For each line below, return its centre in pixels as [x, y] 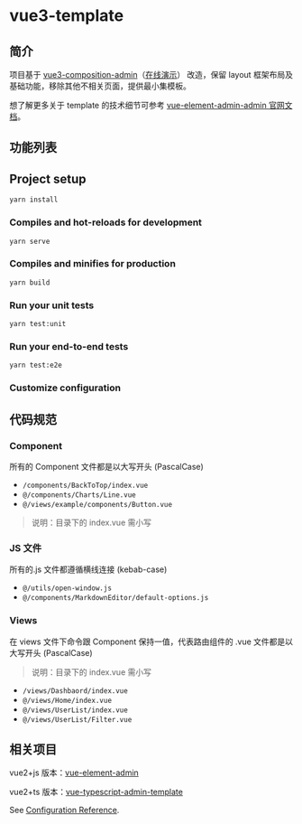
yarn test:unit [38, 324]
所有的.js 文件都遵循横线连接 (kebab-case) [88, 569]
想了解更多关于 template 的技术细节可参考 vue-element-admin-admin [138, 105]
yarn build [30, 282]
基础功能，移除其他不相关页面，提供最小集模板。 [100, 86]
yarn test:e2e [36, 365]
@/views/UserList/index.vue [75, 710]
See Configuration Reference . [64, 810]
